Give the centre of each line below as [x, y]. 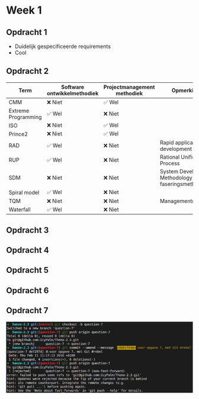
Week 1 [24, 10]
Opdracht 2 [28, 71]
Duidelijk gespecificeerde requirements [63, 46]
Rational [170, 157]
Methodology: [177, 178]
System [169, 172]
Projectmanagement [129, 87]
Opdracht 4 [28, 250]
